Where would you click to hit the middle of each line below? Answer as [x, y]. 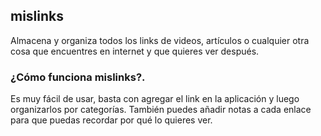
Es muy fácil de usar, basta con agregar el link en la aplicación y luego [155, 99]
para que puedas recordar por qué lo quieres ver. [111, 120]
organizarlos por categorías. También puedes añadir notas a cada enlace [161, 110]
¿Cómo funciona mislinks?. [78, 77]
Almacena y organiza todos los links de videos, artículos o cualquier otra [160, 40]
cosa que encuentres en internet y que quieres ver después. [135, 51]
